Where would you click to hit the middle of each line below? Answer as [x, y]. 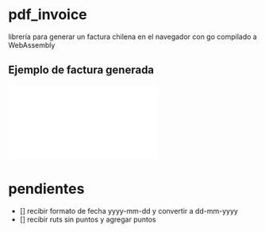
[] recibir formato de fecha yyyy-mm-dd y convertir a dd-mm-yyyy [129, 211]
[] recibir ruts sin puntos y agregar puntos [88, 219]
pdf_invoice [48, 15]
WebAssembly [32, 44]
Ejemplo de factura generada [81, 70]
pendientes [46, 189]
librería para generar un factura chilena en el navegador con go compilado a [133, 37]
